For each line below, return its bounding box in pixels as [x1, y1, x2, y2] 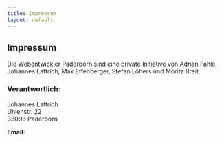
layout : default [7, 16, 54, 23]
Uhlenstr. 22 [7, 107, 42, 115]
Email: [7, 128, 25, 136]
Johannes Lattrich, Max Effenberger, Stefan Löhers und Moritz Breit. [7, 67, 201, 75]
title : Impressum [7, 10, 57, 17]
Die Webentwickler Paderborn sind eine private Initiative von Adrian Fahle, [7, 60, 218, 69]
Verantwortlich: [7, 84, 61, 94]
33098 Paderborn [7, 115, 58, 123]
